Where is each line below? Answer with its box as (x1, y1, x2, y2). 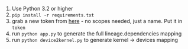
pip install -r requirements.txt (11, 12, 95, 18)
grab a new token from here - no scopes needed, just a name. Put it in (11, 18, 183, 24)
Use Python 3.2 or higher (11, 5, 73, 12)
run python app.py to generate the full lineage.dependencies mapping (11, 30, 182, 37)
